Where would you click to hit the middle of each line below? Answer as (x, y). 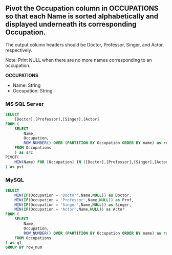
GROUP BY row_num (24, 247)
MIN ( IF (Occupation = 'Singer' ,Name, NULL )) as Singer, (73, 205)
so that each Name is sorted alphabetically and (82, 17)
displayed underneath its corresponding (71, 24)
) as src (24, 153)
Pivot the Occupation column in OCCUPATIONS (82, 8)
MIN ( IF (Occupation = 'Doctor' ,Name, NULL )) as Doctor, (73, 195)
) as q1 (14, 243)
